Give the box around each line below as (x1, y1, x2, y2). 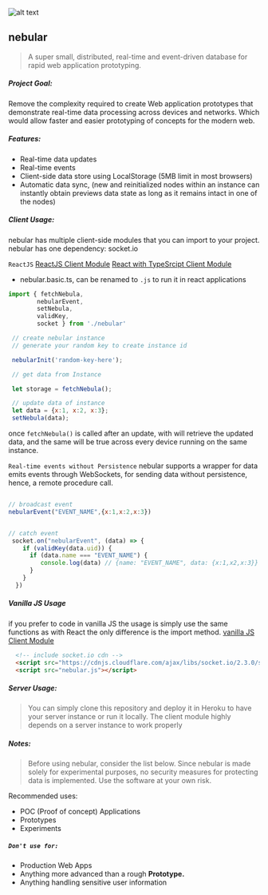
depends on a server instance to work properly (27, 720, 183, 730)
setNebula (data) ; (11, 414, 69, 423)
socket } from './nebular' (37, 320, 127, 328)
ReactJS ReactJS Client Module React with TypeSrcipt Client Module (8, 259, 232, 268)
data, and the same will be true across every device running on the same (8, 437, 247, 447)
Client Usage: (8, 215, 55, 225)
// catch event (8, 529, 59, 537)
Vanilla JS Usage (8, 599, 66, 608)
